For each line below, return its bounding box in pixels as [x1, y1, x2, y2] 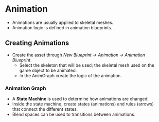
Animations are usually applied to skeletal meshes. [12, 20, 113, 25]
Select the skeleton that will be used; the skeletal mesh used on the [19, 62, 155, 68]
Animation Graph [5, 84, 46, 91]
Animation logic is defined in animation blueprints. [12, 24, 113, 30]
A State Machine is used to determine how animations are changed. [12, 96, 149, 102]
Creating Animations [5, 39, 70, 47]
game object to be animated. [19, 67, 77, 73]
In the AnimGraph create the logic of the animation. [19, 72, 122, 79]
